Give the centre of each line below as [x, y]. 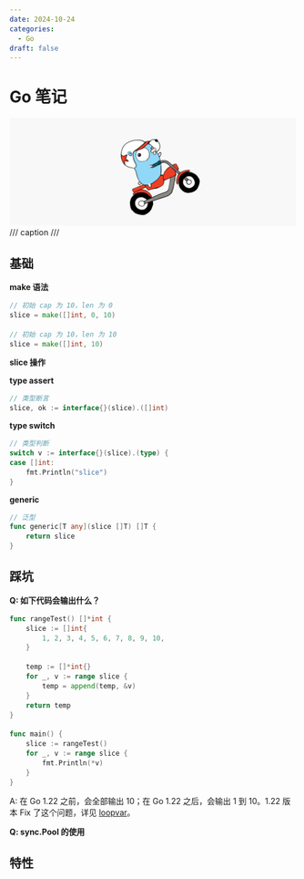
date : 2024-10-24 [42, 19]
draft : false [34, 48]
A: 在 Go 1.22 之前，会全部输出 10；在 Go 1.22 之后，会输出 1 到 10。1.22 [145, 801]
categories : [32, 29]
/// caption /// [35, 233]
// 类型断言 [30, 398]
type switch [32, 426]
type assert [32, 381]
